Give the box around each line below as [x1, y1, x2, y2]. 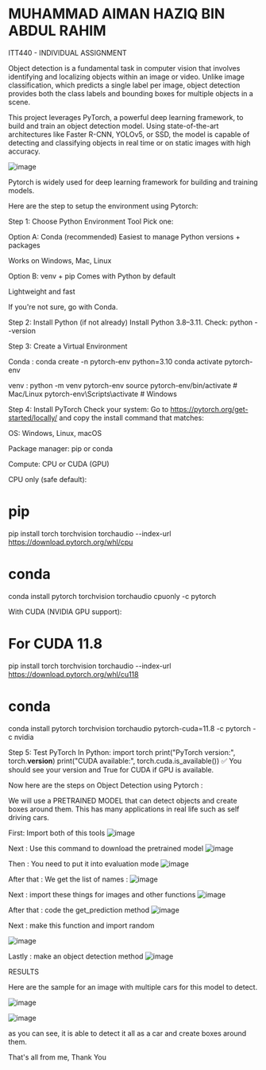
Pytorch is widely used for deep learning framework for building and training [8, 177, 258, 187]
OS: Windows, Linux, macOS [8, 428, 102, 438]
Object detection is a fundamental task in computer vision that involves [8, 63, 241, 72]
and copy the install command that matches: [59, 413, 204, 422]
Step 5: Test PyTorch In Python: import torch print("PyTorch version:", [8, 747, 236, 757]
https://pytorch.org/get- [170, 404, 249, 414]
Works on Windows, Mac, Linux [8, 255, 112, 265]
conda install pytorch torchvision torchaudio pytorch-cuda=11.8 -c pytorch [8, 723, 252, 733]
